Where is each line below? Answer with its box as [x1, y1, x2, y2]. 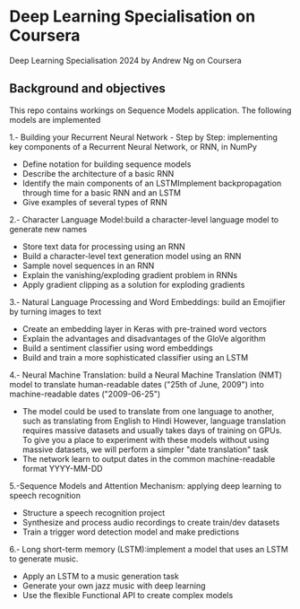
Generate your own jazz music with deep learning [21, 580, 206, 591]
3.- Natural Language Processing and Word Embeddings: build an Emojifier [9, 296, 287, 307]
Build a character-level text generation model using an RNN [21, 250, 242, 261]
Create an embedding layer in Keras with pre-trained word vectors [21, 323, 267, 334]
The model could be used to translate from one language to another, [21, 405, 275, 416]
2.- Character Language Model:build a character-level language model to [9, 213, 279, 225]
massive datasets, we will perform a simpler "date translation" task [21, 444, 269, 455]
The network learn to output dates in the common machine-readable [21, 453, 276, 464]
